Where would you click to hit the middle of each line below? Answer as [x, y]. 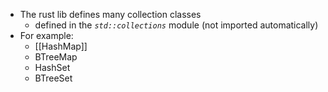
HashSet [52, 67]
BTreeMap [56, 57]
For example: [46, 35]
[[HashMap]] [61, 46]
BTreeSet [53, 78]
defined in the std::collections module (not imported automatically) [176, 25]
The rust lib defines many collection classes [110, 14]
